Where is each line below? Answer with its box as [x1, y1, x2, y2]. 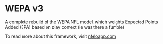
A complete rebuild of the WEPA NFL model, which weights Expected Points [5, 19, 158, 25]
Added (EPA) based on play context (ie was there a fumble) [5, 24, 125, 29]
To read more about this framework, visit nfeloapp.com [5, 33, 116, 39]
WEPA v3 [5, 3, 44, 14]
